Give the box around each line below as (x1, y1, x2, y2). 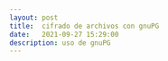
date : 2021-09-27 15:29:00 (9, 30, 119, 39)
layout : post (9, 13, 59, 22)
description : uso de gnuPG (9, 38, 111, 48)
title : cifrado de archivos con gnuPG (9, 22, 160, 30)
